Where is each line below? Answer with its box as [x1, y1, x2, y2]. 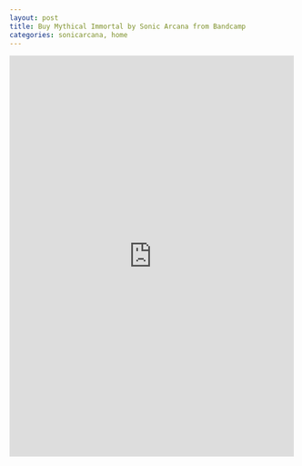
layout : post [9, 13, 59, 23]
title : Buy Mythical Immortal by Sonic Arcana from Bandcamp [9, 22, 247, 31]
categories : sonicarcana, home [9, 30, 128, 39]
